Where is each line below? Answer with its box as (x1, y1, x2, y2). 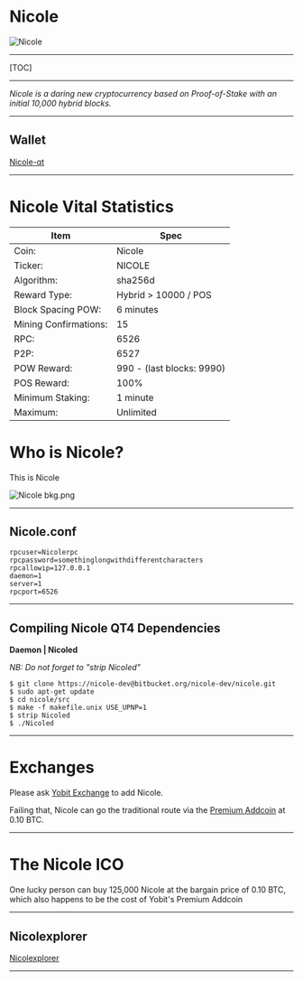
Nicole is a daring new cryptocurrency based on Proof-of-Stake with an (9, 88, 278, 98)
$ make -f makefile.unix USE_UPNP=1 (9, 703, 147, 713)
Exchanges (9, 757, 95, 778)
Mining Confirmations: (14, 318, 108, 331)
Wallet (9, 133, 47, 148)
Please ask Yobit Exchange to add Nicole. (9, 788, 164, 799)
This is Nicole (9, 472, 60, 482)
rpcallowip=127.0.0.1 (9, 564, 91, 573)
